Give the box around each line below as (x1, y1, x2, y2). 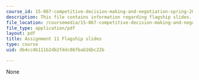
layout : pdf (6, 31, 36, 36)
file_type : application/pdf (6, 25, 76, 31)
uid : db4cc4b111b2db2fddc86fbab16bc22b (6, 47, 105, 53)
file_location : (6, 19, 44, 25)
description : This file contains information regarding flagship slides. (6, 14, 192, 20)
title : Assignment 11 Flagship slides (6, 36, 102, 42)
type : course (6, 42, 38, 48)
